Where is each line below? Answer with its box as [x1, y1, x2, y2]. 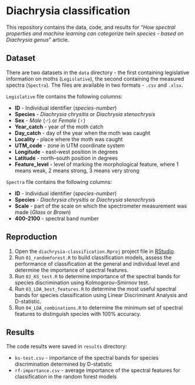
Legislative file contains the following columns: [6, 93, 123, 100]
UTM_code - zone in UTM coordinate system [14, 142, 125, 149]
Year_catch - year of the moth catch [14, 123, 104, 130]
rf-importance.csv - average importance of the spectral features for [14, 367, 181, 374]
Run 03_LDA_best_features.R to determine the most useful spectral [14, 285, 177, 292]
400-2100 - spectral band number [14, 215, 99, 222]
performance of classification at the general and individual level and [14, 260, 180, 267]
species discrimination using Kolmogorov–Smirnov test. [14, 279, 150, 286]
